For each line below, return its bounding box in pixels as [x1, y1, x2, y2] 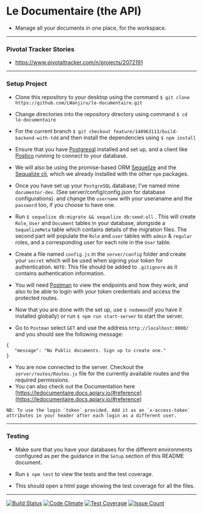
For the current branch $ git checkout [14, 127, 111, 134]
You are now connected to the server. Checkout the [14, 363, 144, 370]
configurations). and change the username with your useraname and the [14, 195, 193, 202]
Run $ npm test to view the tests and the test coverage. [14, 470, 153, 477]
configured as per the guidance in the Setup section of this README [14, 452, 184, 459]
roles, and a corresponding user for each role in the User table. [14, 238, 171, 246]
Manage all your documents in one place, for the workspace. [14, 24, 167, 31]
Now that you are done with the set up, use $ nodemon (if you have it [14, 306, 182, 313]
